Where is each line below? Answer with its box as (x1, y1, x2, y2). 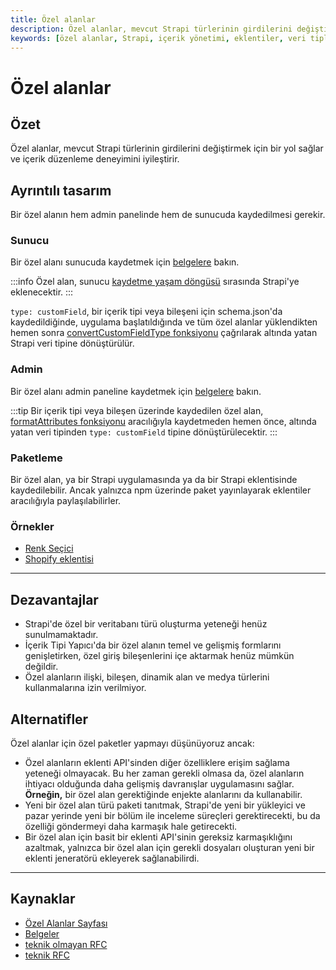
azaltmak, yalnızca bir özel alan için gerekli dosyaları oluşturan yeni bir (24, 842, 315, 853)
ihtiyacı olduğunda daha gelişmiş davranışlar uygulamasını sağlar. (24, 778, 295, 790)
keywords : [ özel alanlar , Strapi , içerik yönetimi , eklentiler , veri (10, 33, 307, 43)
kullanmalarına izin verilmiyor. (24, 682, 147, 694)
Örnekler (10, 520, 55, 533)
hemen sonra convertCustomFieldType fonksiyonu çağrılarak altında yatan (10, 327, 318, 339)
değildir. (24, 661, 59, 673)
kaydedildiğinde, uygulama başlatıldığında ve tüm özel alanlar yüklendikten (10, 316, 318, 328)
